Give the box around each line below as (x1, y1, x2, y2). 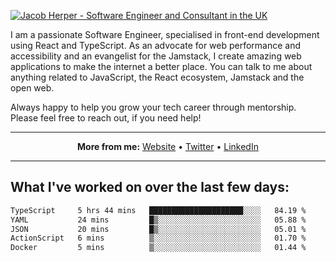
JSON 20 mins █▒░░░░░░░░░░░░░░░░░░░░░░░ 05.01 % (10, 224, 307, 234)
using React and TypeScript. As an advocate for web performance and (10, 40, 302, 51)
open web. (10, 82, 55, 94)
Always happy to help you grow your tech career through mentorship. (10, 101, 297, 113)
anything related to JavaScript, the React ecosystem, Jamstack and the (10, 71, 305, 83)
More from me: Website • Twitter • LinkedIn (77, 141, 259, 152)
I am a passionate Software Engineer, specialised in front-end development (10, 29, 320, 40)
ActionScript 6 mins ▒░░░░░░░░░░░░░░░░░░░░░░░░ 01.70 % (10, 233, 307, 244)
